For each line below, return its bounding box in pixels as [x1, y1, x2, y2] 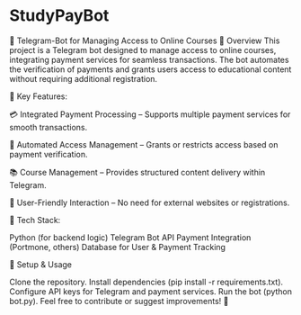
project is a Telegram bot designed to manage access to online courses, [9, 44, 277, 55]
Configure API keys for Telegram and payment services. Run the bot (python [9, 285, 293, 297]
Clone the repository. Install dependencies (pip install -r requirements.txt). [9, 276, 284, 287]
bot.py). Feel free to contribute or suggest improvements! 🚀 [9, 295, 229, 306]
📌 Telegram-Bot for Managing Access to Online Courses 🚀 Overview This [9, 35, 280, 46]
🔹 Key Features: [9, 91, 68, 102]
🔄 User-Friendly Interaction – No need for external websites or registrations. [9, 197, 290, 208]
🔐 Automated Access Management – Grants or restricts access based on [9, 139, 279, 149]
